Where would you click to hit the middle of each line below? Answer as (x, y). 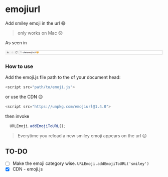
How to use (19, 66)
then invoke (17, 116)
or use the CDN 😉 (24, 97)
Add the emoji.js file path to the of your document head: (63, 77)
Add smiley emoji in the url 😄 (36, 23)
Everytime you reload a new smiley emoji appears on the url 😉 (82, 136)
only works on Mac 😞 (40, 33)
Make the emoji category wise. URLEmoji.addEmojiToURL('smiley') (81, 163)
